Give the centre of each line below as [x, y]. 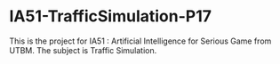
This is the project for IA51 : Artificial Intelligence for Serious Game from [140, 41]
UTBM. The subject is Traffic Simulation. [83, 50]
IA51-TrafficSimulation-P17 [110, 16]
